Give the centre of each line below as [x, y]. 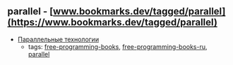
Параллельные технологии [58, 39]
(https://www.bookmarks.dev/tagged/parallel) [112, 23]
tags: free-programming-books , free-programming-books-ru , [118, 46]
